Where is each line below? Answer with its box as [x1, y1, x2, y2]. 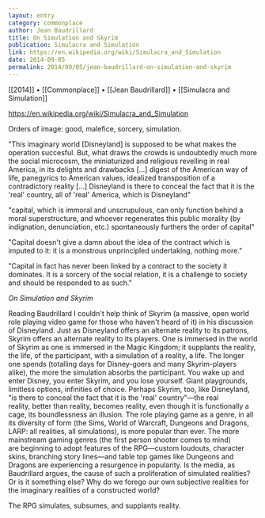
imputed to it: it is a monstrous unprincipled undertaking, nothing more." [8, 246, 243, 255]
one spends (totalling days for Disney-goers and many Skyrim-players [8, 359, 237, 368]
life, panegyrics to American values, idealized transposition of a [8, 173, 216, 182]
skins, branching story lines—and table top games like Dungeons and [8, 451, 234, 461]
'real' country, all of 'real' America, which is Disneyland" [8, 189, 191, 199]
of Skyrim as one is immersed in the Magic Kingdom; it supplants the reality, [8, 342, 256, 352]
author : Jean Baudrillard [8, 26, 93, 34]
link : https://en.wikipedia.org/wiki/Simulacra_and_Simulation [8, 48, 221, 56]
